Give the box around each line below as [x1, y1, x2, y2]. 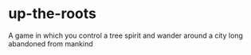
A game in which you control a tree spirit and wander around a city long [8, 31, 243, 40]
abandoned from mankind [8, 38, 93, 48]
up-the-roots [8, 5, 97, 23]
